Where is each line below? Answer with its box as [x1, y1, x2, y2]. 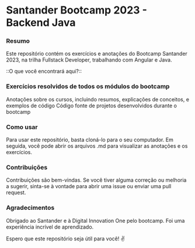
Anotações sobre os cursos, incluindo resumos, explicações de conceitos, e [6, 96, 190, 103]
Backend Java [6, 16, 76, 29]
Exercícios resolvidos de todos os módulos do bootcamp [6, 83, 170, 91]
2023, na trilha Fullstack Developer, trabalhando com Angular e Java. [6, 56, 172, 63]
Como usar [6, 123, 38, 131]
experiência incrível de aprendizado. [6, 223, 94, 230]
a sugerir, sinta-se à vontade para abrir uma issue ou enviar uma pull [6, 183, 172, 190]
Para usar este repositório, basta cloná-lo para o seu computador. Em [6, 136, 173, 144]
